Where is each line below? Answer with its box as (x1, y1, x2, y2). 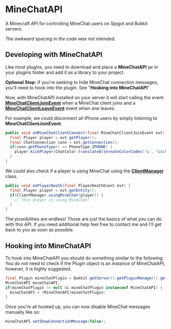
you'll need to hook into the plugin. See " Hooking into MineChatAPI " (5, 84, 150, 91)
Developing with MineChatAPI (5, 50, 103, 59)
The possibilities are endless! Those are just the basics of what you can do (5, 216, 162, 222)
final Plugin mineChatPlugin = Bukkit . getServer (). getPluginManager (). (5, 276, 160, 281)
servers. (5, 25, 23, 32)
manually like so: (5, 309, 41, 315)
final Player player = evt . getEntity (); (10, 188, 97, 193)
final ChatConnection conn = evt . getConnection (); (10, 140, 120, 145)
